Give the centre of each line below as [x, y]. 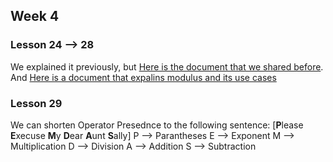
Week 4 [35, 16]
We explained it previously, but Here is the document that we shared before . [167, 66]
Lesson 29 [36, 103]
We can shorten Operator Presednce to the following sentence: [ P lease [157, 125]
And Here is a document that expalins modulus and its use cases [143, 77]
